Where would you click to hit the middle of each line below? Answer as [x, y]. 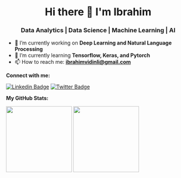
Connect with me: [28, 76]
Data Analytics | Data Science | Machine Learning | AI [98, 30]
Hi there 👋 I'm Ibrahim [98, 12]
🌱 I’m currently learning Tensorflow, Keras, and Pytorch [82, 56]
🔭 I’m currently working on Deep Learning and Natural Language [93, 43]
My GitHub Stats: [27, 98]
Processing [29, 49]
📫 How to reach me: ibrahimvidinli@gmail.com [73, 62]
